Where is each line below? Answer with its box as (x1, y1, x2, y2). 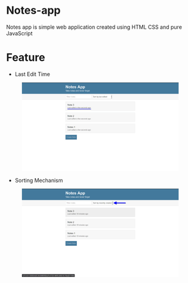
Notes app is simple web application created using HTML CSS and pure (6, 23, 182, 31)
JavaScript (6, 29, 33, 36)
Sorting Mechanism (14, 177, 63, 184)
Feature (6, 51, 45, 65)
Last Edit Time (14, 70, 51, 78)
